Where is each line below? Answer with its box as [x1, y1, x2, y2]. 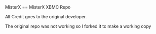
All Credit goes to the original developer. [5, 14, 87, 19]
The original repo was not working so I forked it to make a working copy [5, 23, 152, 29]
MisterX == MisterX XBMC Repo [5, 4, 71, 10]
